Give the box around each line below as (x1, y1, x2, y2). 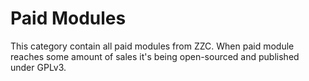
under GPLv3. (10, 61, 67, 73)
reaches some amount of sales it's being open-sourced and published (10, 50, 300, 62)
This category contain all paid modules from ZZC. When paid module (10, 40, 295, 52)
